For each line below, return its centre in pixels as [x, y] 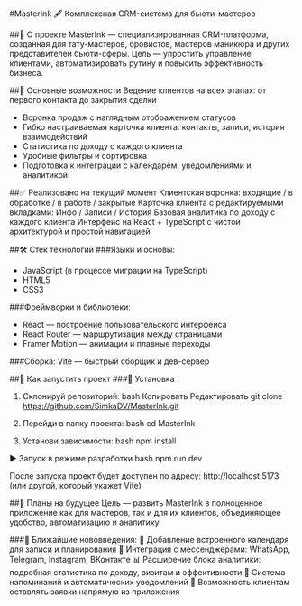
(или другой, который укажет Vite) [75, 485]
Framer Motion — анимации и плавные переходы [116, 344]
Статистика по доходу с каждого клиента [102, 146]
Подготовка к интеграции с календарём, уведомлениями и [137, 165]
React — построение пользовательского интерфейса [124, 325]
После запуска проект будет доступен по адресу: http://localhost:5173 [144, 476]
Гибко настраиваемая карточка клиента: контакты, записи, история [153, 127]
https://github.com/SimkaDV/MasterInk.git [101, 406]
